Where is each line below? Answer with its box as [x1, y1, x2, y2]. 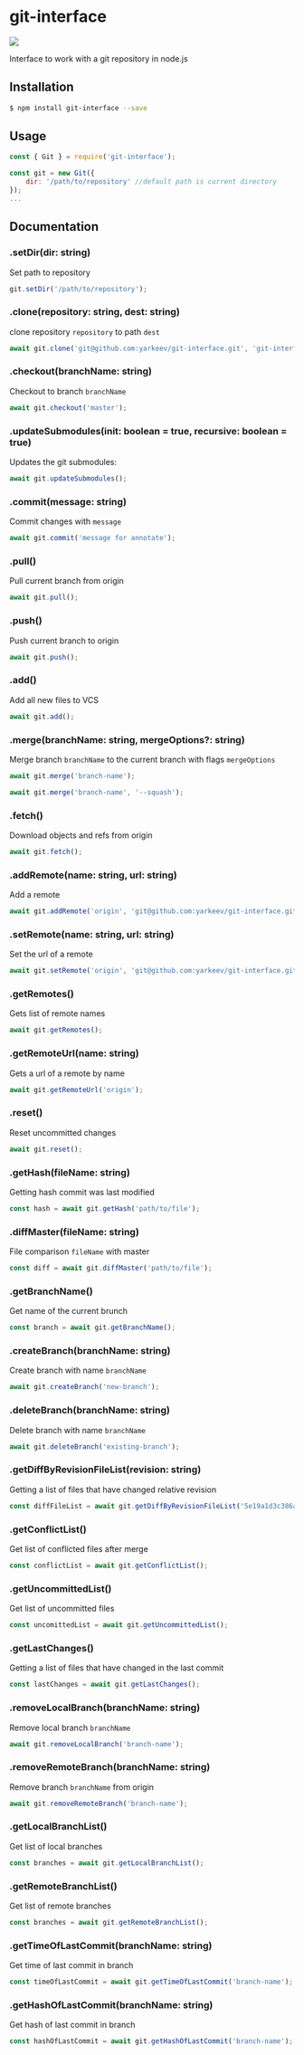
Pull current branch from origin [9, 576, 125, 586]
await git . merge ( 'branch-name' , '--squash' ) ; [9, 787, 184, 797]
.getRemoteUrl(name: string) [9, 1047, 139, 1060]
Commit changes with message [9, 516, 122, 527]
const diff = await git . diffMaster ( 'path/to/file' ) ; [9, 1264, 213, 1273]
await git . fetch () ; [9, 847, 83, 856]
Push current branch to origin [9, 635, 119, 646]
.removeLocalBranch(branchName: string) [9, 1701, 201, 1714]
